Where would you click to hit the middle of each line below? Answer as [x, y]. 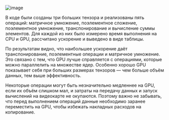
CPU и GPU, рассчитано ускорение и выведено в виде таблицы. [75, 39]
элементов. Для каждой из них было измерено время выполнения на [81, 34]
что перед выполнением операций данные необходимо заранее [75, 101]
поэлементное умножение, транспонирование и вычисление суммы [80, 28]
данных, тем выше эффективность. [43, 75]
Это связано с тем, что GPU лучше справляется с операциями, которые [84, 59]
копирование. [20, 112]
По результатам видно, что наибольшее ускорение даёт [66, 49]
